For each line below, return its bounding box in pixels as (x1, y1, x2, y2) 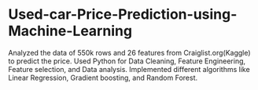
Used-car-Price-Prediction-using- (8, 5, 238, 23)
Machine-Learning (8, 22, 132, 40)
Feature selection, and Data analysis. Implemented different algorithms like (8, 64, 250, 74)
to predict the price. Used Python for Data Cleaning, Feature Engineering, (8, 56, 246, 66)
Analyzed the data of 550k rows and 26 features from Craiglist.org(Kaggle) (8, 48, 251, 57)
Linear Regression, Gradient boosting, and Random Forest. (8, 73, 198, 82)
